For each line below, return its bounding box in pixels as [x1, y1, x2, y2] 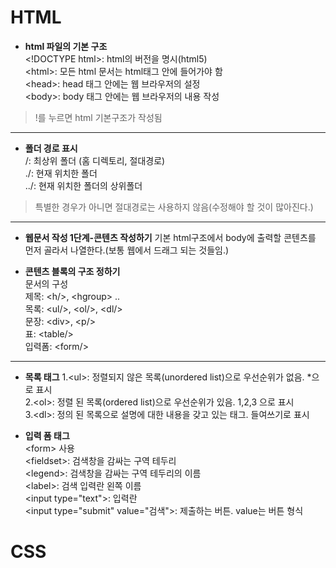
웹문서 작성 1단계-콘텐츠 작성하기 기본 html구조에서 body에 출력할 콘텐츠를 [24, 231, 317, 243]
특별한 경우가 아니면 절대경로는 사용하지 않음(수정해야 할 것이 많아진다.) [34, 201, 314, 213]
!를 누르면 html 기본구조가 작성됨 [34, 111, 163, 123]
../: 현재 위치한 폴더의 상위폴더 [24, 179, 143, 191]
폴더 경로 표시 [24, 142, 78, 154]
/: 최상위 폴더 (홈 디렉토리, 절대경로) [24, 154, 166, 166]
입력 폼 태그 [24, 429, 70, 441]
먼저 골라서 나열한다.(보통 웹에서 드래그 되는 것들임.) [24, 244, 230, 256]
